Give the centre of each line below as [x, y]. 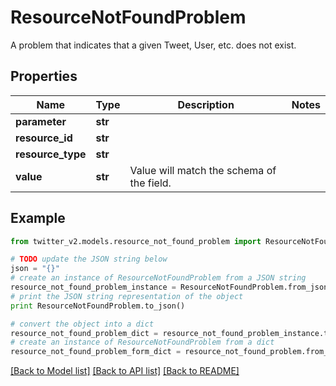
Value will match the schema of [203, 170]
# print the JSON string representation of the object [127, 296]
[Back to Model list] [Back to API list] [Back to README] [125, 371]
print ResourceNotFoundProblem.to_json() [98, 306]
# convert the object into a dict [82, 324]
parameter [41, 121]
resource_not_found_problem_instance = [93, 287]
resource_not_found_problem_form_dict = [96, 352]
